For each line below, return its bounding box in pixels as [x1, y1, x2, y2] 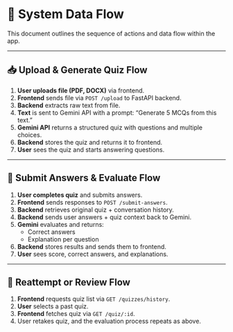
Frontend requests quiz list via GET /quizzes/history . [17, 295, 171, 303]
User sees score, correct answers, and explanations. [17, 250, 169, 258]
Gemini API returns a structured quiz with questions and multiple [17, 123, 203, 132]
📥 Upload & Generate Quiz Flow [7, 64, 148, 76]
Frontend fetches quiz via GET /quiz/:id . [17, 310, 135, 318]
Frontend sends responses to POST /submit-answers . [17, 198, 168, 206]
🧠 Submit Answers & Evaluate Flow [7, 172, 161, 184]
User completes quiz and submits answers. [17, 191, 143, 199]
